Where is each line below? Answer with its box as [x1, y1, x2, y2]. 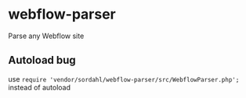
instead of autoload [8, 82, 71, 92]
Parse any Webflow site [8, 31, 85, 40]
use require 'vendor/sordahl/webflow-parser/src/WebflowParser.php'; [8, 74, 240, 83]
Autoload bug [8, 54, 76, 67]
